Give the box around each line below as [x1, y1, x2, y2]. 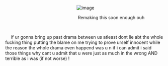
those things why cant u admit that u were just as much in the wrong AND [5, 50, 158, 56]
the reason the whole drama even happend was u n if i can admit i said [5, 45, 152, 50]
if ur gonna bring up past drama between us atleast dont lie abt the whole [11, 34, 163, 40]
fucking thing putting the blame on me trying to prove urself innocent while [5, 39, 160, 45]
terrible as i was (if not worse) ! [5, 55, 70, 61]
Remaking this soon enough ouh [77, 15, 145, 20]
